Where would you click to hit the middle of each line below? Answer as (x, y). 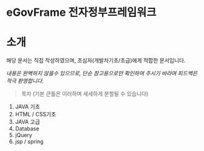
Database (27, 129)
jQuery (23, 135)
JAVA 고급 (28, 122)
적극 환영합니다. (25, 81)
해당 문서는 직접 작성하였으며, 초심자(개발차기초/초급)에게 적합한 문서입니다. (96, 61)
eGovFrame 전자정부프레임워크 (81, 12)
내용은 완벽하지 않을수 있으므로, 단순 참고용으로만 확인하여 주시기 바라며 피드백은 (102, 73)
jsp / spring (29, 142)
